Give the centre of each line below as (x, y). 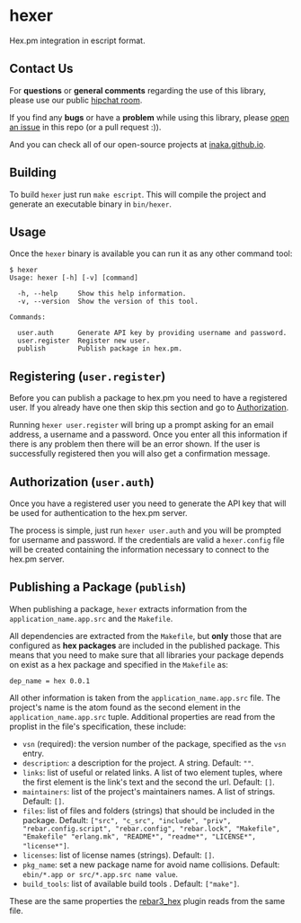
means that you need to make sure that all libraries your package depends (147, 655)
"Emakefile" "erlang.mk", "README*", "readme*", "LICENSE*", (139, 837)
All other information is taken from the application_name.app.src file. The (145, 697)
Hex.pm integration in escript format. (77, 40)
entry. (33, 753)
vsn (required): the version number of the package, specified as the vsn (154, 743)
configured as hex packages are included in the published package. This (145, 645)
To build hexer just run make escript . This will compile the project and (138, 194)
